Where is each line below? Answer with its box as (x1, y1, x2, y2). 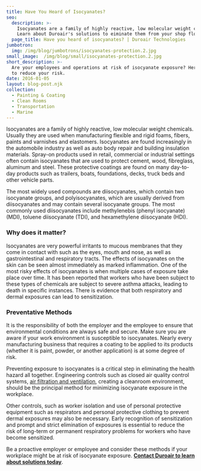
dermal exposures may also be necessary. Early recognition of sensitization (6, 415, 193, 422)
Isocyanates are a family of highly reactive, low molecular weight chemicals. (6, 125, 194, 132)
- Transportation (11, 103, 55, 110)
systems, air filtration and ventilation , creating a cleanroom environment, (6, 378, 185, 385)
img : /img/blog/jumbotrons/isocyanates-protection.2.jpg (11, 48, 157, 54)
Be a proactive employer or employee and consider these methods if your (6, 445, 188, 452)
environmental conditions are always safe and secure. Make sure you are (6, 328, 187, 335)
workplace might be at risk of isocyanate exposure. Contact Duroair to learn (6, 452, 195, 459)
